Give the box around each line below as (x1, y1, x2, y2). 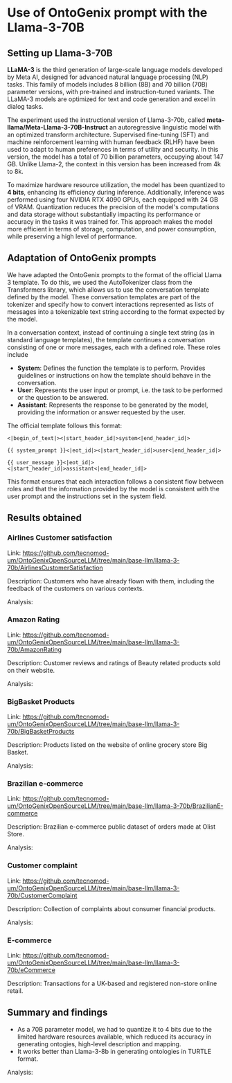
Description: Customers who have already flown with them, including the (7, 576, 215, 585)
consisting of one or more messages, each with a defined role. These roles (7, 343, 221, 351)
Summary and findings (7, 1007, 108, 1019)
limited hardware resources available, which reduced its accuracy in (17, 1032, 212, 1041)
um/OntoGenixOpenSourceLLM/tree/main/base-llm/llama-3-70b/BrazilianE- (7, 802, 224, 810)
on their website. (7, 666, 55, 674)
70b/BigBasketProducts (7, 728, 75, 736)
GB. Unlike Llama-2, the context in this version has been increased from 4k (7, 160, 222, 168)
